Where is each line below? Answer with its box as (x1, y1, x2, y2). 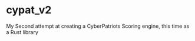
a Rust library (6, 28, 38, 35)
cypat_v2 (6, 3, 52, 17)
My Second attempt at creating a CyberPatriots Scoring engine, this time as (6, 23, 190, 29)
